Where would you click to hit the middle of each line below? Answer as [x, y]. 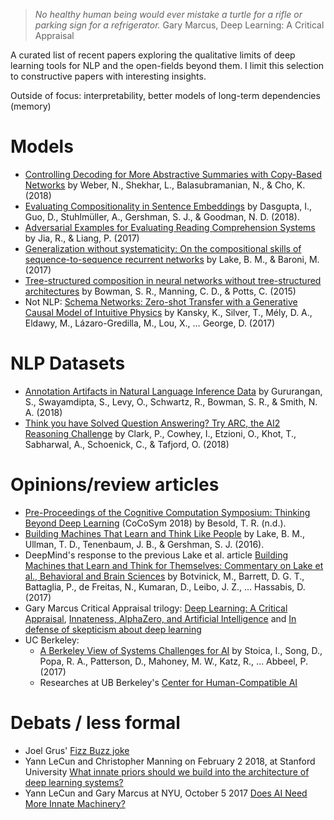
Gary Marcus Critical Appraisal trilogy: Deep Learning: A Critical [156, 608]
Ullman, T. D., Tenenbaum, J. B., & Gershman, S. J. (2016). [144, 544]
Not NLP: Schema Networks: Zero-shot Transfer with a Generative [161, 301]
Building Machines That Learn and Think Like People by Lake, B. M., [164, 533]
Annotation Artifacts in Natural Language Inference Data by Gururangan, [173, 391]
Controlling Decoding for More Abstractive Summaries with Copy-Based [173, 174]
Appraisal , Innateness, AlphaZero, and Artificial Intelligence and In [160, 618]
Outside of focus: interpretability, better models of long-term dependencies [165, 95]
